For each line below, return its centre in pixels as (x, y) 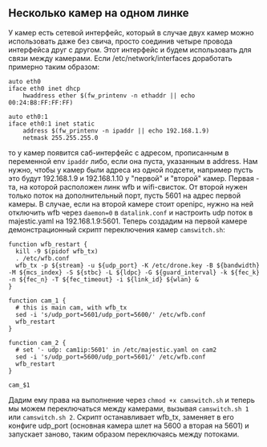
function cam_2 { (37, 342)
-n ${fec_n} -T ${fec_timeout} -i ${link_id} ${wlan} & (103, 279)
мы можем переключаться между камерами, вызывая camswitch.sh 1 (129, 408)
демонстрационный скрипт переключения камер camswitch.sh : (117, 229)
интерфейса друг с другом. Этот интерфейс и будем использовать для (130, 49)
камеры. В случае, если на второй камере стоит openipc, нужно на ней (131, 203)
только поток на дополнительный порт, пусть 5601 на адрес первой (125, 195)
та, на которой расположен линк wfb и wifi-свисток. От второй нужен (128, 187)
